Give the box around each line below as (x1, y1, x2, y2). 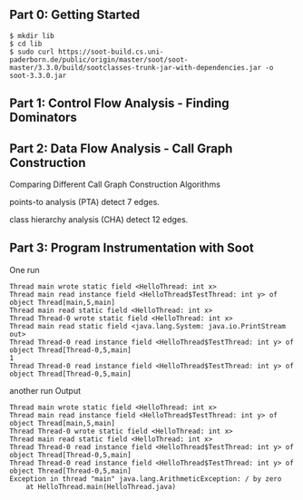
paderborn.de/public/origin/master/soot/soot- (9, 54, 189, 64)
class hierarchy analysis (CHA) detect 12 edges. (9, 214, 189, 225)
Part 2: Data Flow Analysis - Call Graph (9, 141, 233, 156)
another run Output (9, 385, 82, 396)
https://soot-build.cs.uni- (57, 47, 165, 56)
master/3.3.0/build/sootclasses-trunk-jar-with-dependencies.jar (9, 63, 261, 72)
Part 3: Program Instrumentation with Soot (9, 240, 254, 256)
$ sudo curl (9, 47, 54, 56)
